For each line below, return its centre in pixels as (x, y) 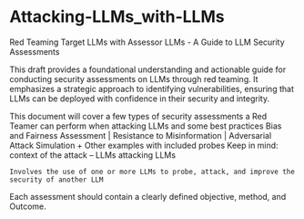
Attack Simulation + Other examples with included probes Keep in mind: (144, 145)
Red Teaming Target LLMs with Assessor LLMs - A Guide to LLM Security (147, 42)
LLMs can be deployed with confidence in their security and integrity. (140, 99)
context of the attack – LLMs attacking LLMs (92, 155)
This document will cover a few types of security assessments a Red (138, 116)
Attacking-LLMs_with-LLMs (117, 17)
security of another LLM (56, 180)
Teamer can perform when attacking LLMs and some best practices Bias (146, 126)
